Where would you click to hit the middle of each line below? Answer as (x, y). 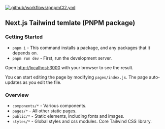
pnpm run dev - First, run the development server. (62, 58)
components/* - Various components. (49, 105)
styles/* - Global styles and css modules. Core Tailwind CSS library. (82, 121)
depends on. (25, 53)
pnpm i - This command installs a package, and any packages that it (81, 48)
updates (14, 82)
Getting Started (24, 37)
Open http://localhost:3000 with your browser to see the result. (69, 67)
